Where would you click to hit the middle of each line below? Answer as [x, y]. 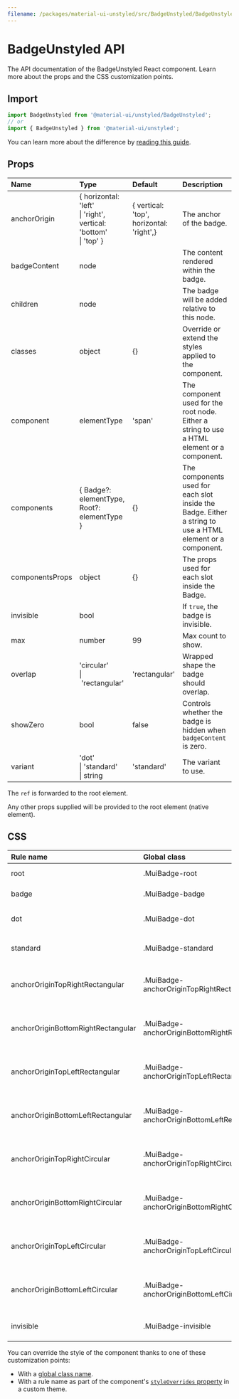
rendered [198, 261]
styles [192, 347]
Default [145, 184]
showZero [28, 724]
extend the [200, 337]
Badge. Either [205, 512]
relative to [199, 308]
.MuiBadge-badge [174, 894]
